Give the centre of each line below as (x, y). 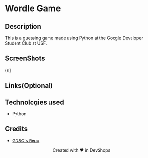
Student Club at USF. (26, 43)
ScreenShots (25, 59)
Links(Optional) (29, 86)
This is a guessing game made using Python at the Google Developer (74, 38)
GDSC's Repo (26, 140)
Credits (16, 129)
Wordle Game (33, 9)
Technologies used (34, 102)
